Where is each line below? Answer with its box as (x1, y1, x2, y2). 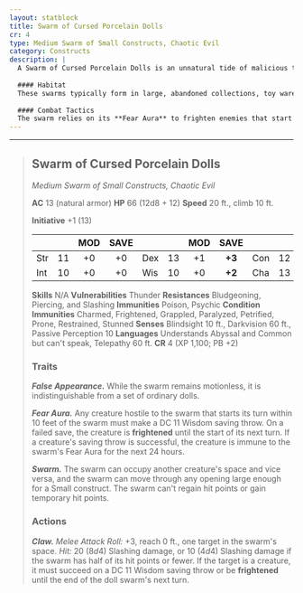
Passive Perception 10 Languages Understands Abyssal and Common (31, 327, 292, 339)
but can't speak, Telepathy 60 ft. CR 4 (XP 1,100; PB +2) (31, 337, 239, 348)
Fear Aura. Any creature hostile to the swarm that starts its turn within (31, 408, 293, 419)
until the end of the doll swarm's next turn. (31, 574, 189, 585)
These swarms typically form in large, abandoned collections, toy (17, 89, 277, 98)
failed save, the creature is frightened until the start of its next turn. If (31, 427, 290, 438)
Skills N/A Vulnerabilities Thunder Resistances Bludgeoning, (31, 289, 262, 300)
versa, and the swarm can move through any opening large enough (31, 474, 281, 485)
